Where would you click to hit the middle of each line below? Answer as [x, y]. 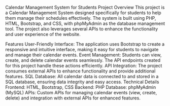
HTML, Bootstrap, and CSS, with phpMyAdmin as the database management [85, 23]
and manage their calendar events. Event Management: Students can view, [83, 55]
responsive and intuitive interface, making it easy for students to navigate [82, 49]
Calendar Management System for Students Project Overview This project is [85, 7]
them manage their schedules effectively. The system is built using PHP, [81, 18]
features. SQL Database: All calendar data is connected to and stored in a [82, 76]
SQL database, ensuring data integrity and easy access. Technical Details [82, 82]
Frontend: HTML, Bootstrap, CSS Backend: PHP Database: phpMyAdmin [81, 87]
